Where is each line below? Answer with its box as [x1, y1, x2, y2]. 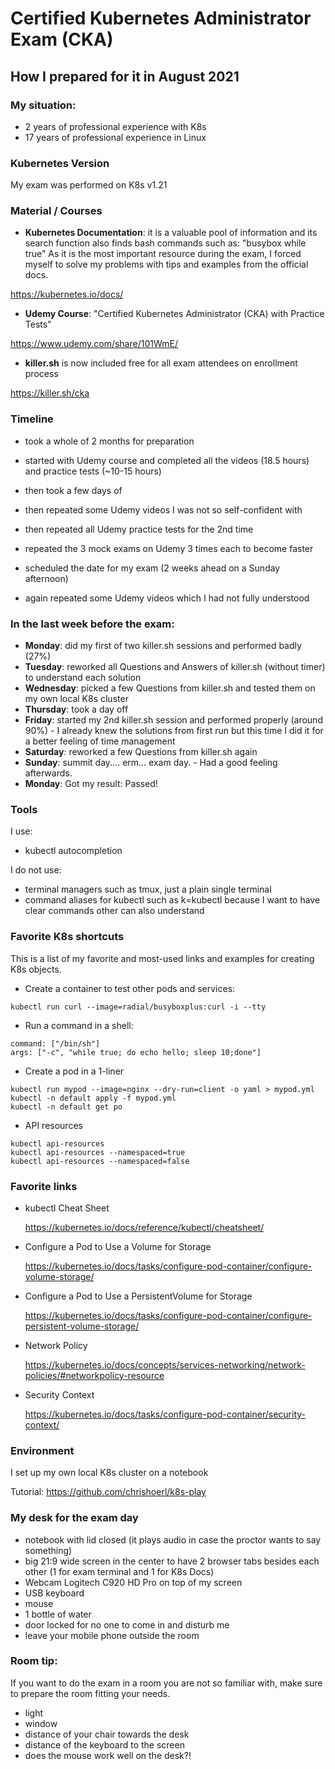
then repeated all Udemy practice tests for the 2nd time [24, 523, 254, 535]
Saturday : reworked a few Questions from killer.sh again [24, 746, 258, 758]
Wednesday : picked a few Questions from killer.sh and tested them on [24, 682, 316, 694]
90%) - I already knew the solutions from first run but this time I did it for [24, 725, 324, 737]
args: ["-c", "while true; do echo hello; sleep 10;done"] [10, 1047, 262, 1057]
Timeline [10, 412, 54, 426]
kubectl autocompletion [24, 845, 123, 857]
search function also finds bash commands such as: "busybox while [24, 237, 307, 249]
